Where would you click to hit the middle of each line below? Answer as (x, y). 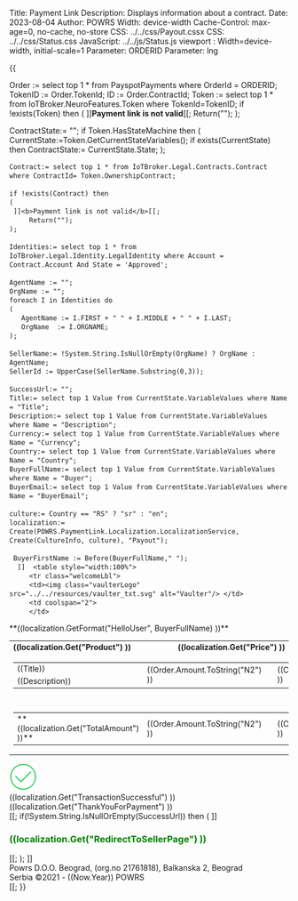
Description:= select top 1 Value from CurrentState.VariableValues (138, 416)
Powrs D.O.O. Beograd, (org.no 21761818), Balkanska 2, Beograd (126, 868)
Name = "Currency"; (45, 443)
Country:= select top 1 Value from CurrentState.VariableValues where (142, 452)
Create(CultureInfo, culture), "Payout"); (89, 541)
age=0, (22, 32)
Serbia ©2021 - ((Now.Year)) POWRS (77, 877)
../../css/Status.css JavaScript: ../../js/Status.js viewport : (112, 41)
